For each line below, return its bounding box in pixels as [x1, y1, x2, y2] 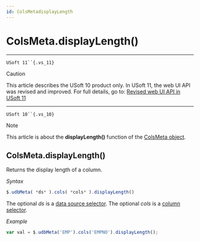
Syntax [6, 178, 24, 185]
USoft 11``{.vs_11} [6, 60, 55, 65]
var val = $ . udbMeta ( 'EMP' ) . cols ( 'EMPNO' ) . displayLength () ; [6, 230, 159, 236]
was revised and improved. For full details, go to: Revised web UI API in [6, 87, 180, 95]
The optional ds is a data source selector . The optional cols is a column [6, 200, 180, 207]
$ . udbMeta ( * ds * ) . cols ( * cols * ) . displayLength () [6, 189, 135, 195]
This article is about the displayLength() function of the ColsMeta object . [6, 133, 186, 140]
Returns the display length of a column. [6, 166, 102, 173]
